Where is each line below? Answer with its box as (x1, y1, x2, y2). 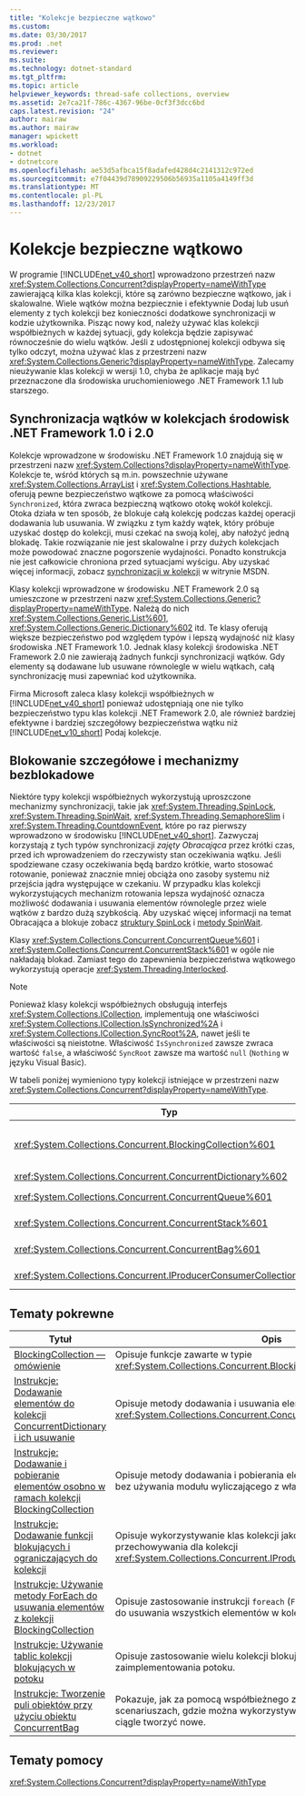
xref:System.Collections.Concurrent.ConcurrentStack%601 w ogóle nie (9, 944, 275, 956)
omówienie (14, 1360, 61, 1373)
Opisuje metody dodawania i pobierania (114, 1469, 284, 1482)
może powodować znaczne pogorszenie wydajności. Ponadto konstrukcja (9, 546, 287, 557)
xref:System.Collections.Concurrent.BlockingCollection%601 (14, 1139, 276, 1152)
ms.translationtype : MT (9, 183, 100, 192)
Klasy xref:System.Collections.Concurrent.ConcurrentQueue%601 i (9, 935, 261, 946)
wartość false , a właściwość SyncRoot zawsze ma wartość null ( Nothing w (9, 1048, 290, 1059)
